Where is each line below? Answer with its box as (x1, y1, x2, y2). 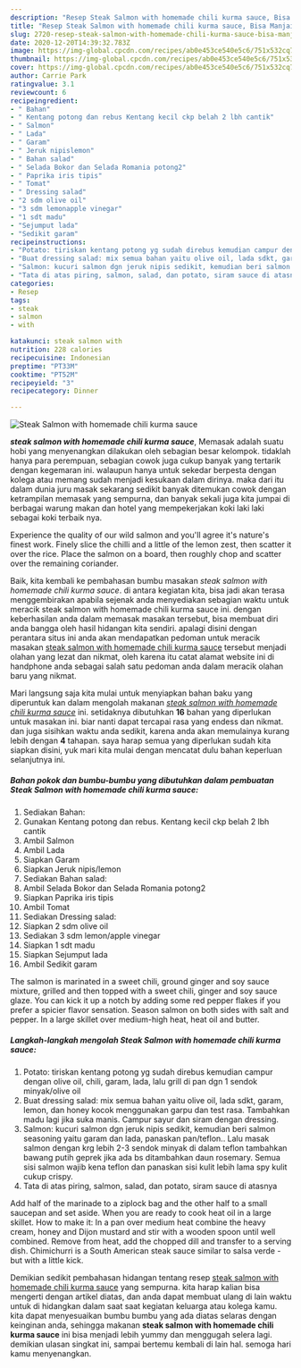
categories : (10, 279, 54, 288)
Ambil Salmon (22, 835, 75, 846)
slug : (10, 30, 30, 38)
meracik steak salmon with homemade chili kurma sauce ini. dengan (10, 604, 262, 615)
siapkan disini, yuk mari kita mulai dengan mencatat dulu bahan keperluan (10, 745, 282, 756)
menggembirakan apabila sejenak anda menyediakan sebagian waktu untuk (10, 595, 289, 605)
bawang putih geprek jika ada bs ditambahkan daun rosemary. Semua (22, 1153, 280, 1163)
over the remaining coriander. (10, 558, 119, 569)
